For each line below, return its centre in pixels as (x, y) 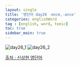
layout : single (21, 10)
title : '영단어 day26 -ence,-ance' (41, 14)
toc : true (15, 28)
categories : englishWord (31, 19)
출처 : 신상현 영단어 (24, 57)
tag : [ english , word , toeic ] (37, 24)
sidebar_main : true (25, 33)
